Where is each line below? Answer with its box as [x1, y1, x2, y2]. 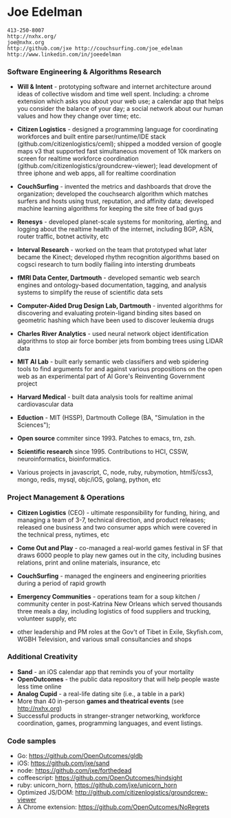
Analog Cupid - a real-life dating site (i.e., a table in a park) [16, 689, 185, 698]
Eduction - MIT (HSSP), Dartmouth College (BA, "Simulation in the [16, 414, 205, 422]
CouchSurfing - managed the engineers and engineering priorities [16, 571, 207, 580]
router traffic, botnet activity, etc [16, 232, 109, 241]
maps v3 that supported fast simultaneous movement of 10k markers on [16, 147, 221, 156]
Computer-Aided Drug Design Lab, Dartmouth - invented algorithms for [16, 302, 223, 310]
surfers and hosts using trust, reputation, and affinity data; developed [16, 197, 214, 205]
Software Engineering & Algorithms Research [7, 67, 162, 76]
